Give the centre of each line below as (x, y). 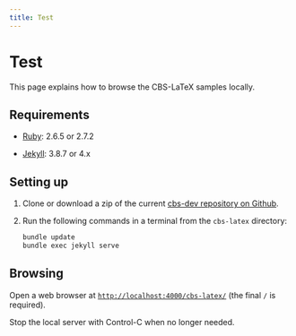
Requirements (49, 114)
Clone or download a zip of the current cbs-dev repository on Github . (151, 203)
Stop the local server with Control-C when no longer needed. (122, 322)
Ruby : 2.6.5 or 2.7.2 (58, 136)
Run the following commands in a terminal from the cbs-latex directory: (155, 221)
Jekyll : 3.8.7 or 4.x (57, 154)
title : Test (31, 17)
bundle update (48, 237)
